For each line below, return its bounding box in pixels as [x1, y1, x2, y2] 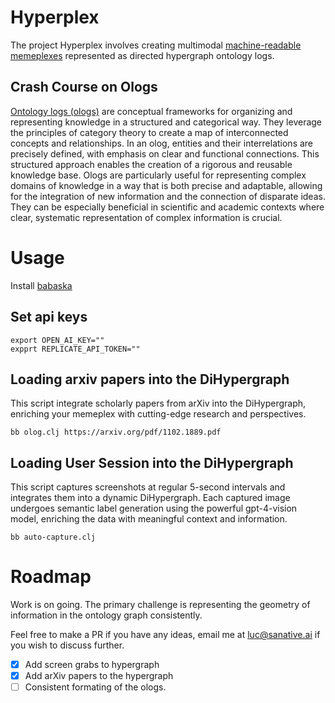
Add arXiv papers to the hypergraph [24, 670, 174, 682]
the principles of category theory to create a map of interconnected [10, 126, 289, 138]
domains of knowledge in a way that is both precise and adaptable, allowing [10, 179, 323, 191]
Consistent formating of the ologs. [24, 681, 167, 693]
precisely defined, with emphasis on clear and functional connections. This [10, 147, 320, 160]
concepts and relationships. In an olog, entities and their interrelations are [10, 137, 314, 149]
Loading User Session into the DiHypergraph [10, 454, 294, 471]
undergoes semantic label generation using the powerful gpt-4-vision [10, 502, 298, 515]
